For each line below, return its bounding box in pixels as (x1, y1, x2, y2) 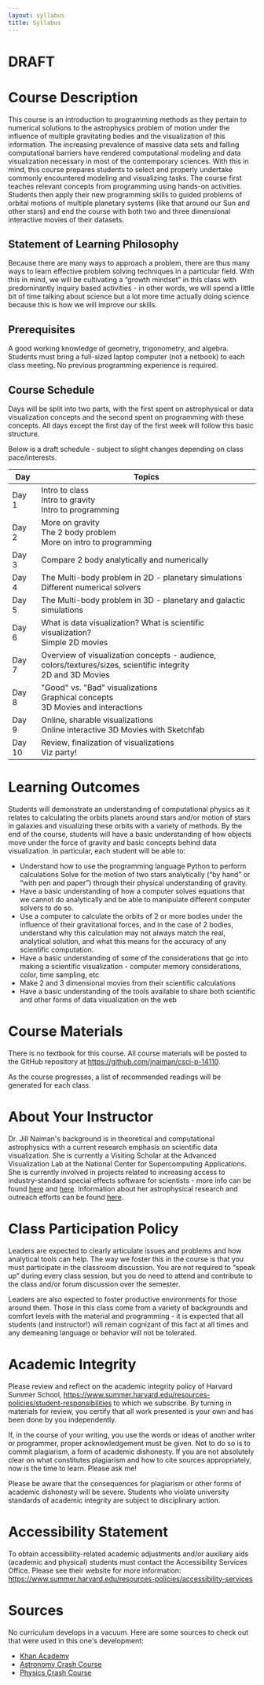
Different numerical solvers (41, 582, 141, 593)
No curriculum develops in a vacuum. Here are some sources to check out (8, 1628, 249, 1637)
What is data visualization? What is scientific (41, 618, 205, 629)
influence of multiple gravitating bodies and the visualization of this (8, 131, 225, 141)
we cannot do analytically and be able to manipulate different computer (19, 895, 251, 904)
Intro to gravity (41, 494, 96, 505)
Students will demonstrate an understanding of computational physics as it (8, 805, 251, 813)
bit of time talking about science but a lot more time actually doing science (8, 292, 250, 301)
